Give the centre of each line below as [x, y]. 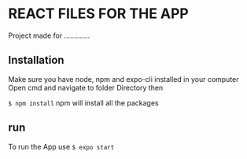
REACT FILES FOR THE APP [98, 14]
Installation [36, 60]
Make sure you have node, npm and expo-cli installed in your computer [124, 79]
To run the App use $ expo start [61, 146]
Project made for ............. [49, 35]
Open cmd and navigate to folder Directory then [86, 87]
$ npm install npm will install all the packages [83, 102]
